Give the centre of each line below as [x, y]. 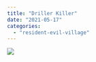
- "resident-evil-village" [51, 32]
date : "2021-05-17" [35, 20]
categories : [24, 26]
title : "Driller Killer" [42, 13]
